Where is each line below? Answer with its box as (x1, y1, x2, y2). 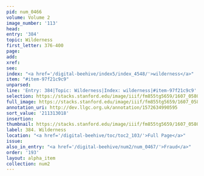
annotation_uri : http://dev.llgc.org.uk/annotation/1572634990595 (6, 104, 178, 111)
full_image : (6, 99, 36, 105)
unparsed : (6, 82, 32, 88)
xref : (6, 59, 20, 65)
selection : (6, 93, 34, 99)
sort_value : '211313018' (6, 110, 69, 116)
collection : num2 (6, 161, 50, 167)
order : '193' (6, 149, 39, 155)
